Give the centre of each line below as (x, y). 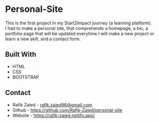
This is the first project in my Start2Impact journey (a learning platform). (79, 23)
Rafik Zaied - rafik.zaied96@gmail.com (52, 105)
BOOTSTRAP (26, 77)
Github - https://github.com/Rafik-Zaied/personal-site (67, 110)
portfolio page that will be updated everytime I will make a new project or (80, 33)
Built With (21, 55)
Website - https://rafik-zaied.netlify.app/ (54, 115)
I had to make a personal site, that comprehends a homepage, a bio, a (77, 28)
